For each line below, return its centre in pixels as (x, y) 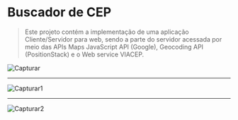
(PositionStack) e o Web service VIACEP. (84, 54)
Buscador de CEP (59, 12)
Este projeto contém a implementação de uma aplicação (107, 32)
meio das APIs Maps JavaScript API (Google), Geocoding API (114, 47)
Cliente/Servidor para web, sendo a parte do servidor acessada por (123, 39)
